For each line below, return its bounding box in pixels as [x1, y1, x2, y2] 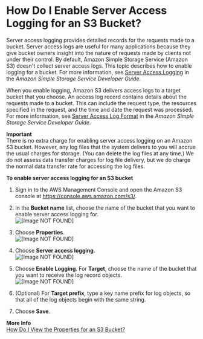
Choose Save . [14, 308, 51, 315]
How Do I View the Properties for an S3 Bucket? [6, 326, 126, 333]
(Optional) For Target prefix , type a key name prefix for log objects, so [14, 289, 191, 297]
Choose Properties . [14, 228, 65, 236]
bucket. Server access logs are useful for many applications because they [6, 43, 191, 50]
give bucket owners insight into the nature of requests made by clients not [6, 49, 192, 56]
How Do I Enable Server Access [6, 4, 167, 18]
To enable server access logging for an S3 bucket [6, 174, 134, 181]
